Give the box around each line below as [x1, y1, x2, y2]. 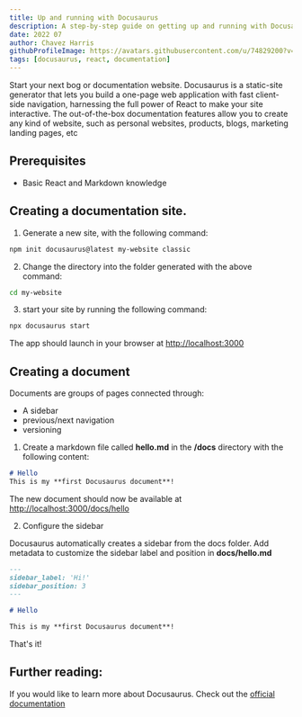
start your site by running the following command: [22, 304, 208, 315]
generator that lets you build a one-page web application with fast [9, 89, 254, 100]
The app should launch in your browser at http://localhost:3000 [9, 338, 244, 349]
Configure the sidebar [22, 520, 104, 531]
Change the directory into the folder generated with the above [22, 261, 253, 272]
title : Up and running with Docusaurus [9, 13, 159, 22]
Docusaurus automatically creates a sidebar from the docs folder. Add [9, 537, 270, 549]
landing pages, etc [9, 128, 78, 138]
